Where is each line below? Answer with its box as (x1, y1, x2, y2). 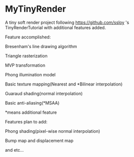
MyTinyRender (5, 3, 67, 15)
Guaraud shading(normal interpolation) (5, 90, 83, 96)
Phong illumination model (5, 71, 56, 77)
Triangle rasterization (5, 52, 48, 59)
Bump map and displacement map (5, 138, 74, 143)
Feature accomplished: (5, 34, 51, 40)
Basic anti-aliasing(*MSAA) (5, 100, 60, 105)
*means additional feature (5, 109, 57, 115)
